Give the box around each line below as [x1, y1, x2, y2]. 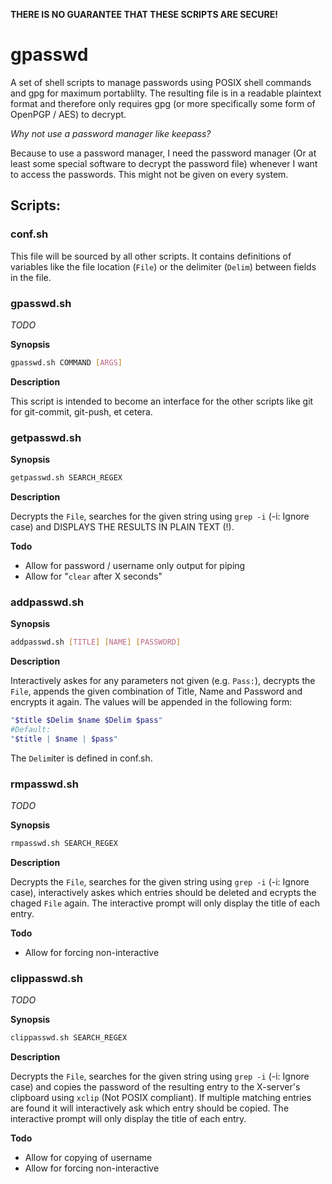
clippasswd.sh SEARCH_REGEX [10, 1033, 128, 1043]
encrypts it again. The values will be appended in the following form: [10, 696, 293, 708]
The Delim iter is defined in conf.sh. [10, 752, 153, 764]
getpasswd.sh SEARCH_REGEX [10, 473, 123, 483]
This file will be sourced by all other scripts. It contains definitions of [10, 250, 292, 262]
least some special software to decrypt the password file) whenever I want [10, 157, 318, 169]
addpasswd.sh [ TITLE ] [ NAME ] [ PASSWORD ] [10, 637, 182, 648]
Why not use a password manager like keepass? [10, 127, 212, 139]
